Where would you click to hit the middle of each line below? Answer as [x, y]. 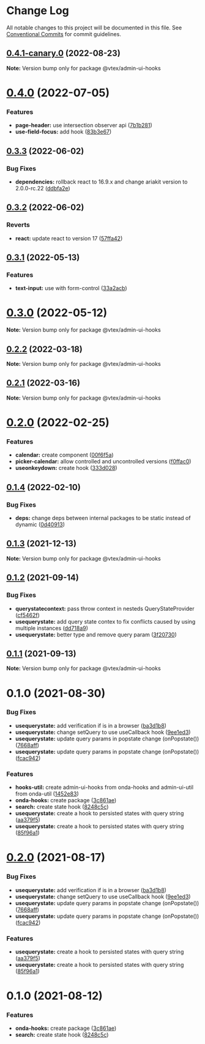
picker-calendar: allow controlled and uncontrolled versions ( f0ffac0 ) [103, 461]
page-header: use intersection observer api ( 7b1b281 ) [84, 125]
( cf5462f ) [27, 615]
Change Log [38, 11]
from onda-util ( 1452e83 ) [47, 794]
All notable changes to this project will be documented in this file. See [94, 28]
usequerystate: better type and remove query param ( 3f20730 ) [96, 635]
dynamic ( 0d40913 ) [40, 524]
